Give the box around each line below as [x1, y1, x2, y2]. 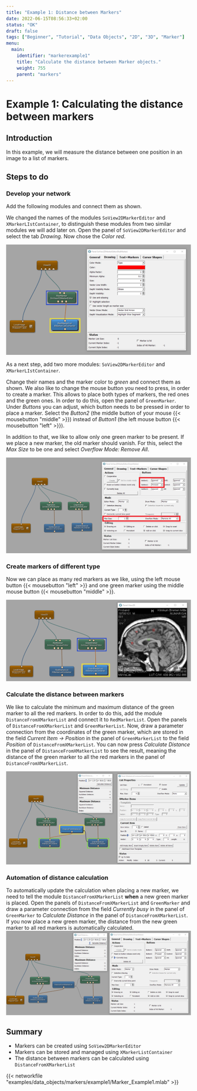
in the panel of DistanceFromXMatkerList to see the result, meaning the [6, 747, 176, 754]
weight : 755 [16, 65, 46, 71]
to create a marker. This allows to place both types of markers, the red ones [6, 391, 189, 398]
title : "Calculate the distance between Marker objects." [16, 59, 161, 65]
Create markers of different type [6, 562, 101, 570]
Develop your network [6, 189, 71, 198]
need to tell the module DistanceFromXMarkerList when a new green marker [6, 893, 189, 900]
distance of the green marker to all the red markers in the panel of [6, 754, 165, 761]
